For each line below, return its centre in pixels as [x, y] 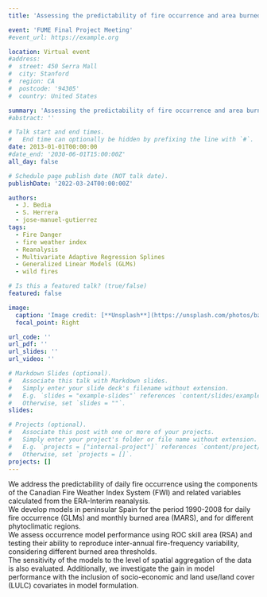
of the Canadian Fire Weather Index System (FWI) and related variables [125, 493]
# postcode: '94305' [44, 88]
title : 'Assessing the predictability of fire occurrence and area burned [135, 16]
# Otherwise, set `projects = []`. [71, 454]
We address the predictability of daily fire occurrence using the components [133, 484]
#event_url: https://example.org [64, 37]
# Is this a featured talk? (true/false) [78, 286]
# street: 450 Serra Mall [53, 67]
